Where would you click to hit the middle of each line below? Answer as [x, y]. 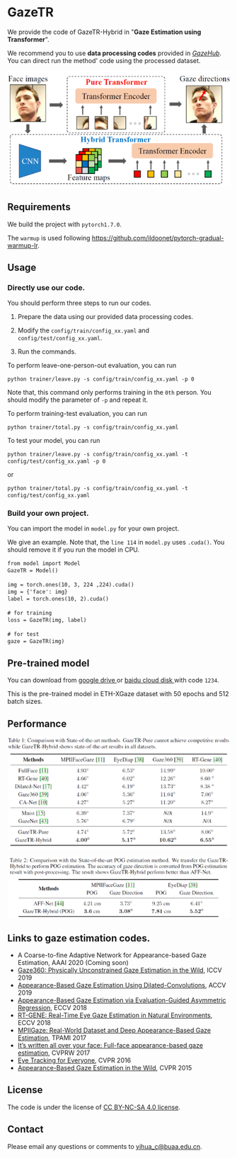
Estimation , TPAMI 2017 [52, 1038]
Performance [37, 723]
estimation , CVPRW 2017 [54, 1053]
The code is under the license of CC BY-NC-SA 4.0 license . [94, 1107]
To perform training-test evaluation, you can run [77, 414]
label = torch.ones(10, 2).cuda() [58, 599]
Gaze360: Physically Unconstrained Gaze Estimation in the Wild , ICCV [120, 971]
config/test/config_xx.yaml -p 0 [57, 462]
